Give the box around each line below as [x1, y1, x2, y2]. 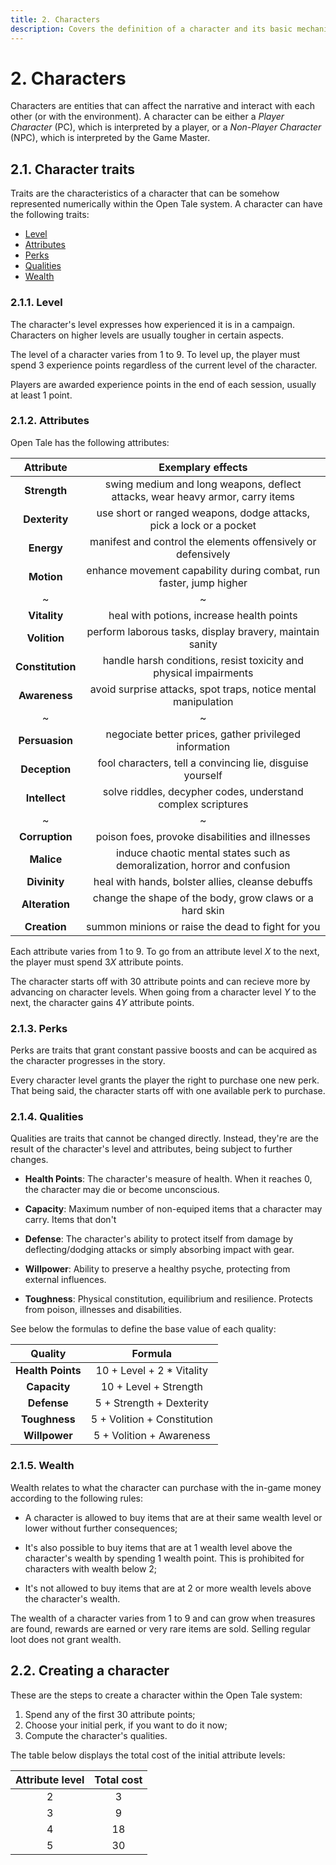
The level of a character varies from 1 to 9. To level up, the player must [10, 348, 301, 360]
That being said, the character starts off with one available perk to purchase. [10, 1085, 326, 1097]
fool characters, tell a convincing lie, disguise [97, 756, 309, 770]
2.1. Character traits [10, 161, 136, 178]
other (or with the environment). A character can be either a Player [10, 111, 285, 123]
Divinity [26, 874, 65, 888]
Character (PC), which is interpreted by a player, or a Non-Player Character [10, 121, 322, 133]
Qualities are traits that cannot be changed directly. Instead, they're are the [10, 1132, 319, 1145]
